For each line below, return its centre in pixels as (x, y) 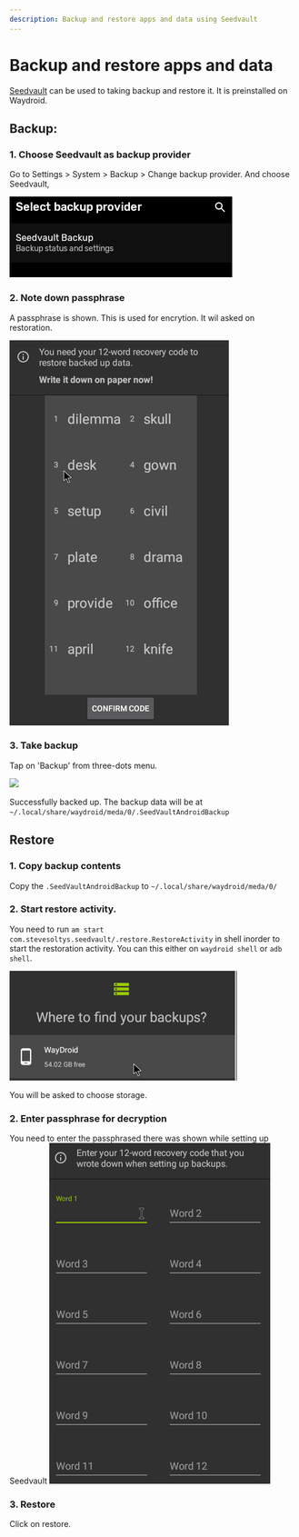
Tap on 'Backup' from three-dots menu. (83, 765)
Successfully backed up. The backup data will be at (106, 802)
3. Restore (33, 1504)
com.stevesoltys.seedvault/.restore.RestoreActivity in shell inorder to (145, 938)
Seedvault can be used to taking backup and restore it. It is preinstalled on (149, 90)
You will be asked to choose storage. (79, 1094)
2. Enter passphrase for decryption (89, 1118)
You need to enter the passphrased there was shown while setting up (140, 1138)
